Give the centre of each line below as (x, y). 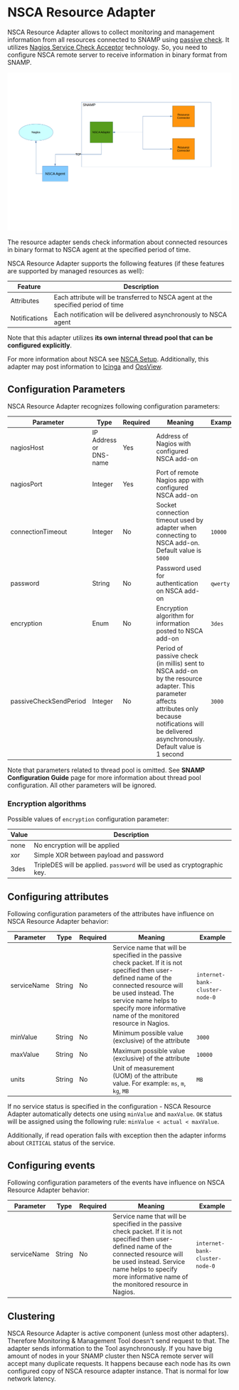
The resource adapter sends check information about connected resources (117, 242)
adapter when (176, 528)
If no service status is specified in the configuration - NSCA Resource (109, 1107)
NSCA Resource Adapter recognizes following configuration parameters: (114, 406)
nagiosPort (26, 484)
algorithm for (175, 616)
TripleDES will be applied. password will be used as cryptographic (128, 865)
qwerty (221, 584)
